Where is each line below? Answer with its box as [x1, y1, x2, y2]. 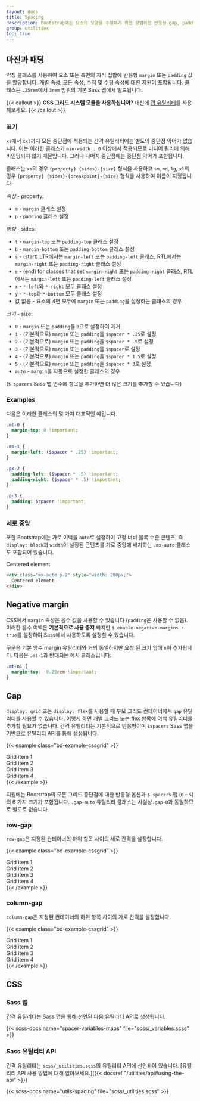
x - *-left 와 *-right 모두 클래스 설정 [14, 283, 102, 290]
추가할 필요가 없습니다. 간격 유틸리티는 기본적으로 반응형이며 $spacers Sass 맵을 [6, 722, 193, 730]
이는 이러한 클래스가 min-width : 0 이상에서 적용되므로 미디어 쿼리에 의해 [18, 145, 190, 152]
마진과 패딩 [6, 54, 45, 64]
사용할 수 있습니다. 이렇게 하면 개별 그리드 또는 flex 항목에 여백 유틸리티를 [21, 715, 193, 722]
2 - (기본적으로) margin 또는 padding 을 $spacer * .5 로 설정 [14, 338, 154, 345]
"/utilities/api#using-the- [124, 1069, 185, 1077]
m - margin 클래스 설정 [14, 205, 67, 212]
